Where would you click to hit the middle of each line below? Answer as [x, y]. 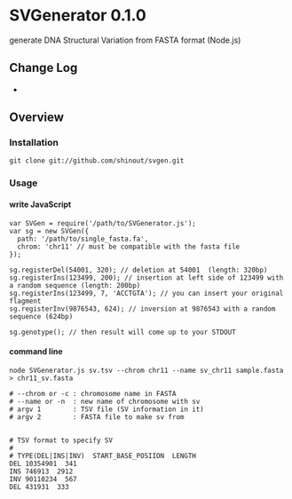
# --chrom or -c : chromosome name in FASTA [93, 393]
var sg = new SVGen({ [49, 231]
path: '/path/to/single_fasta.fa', [83, 239]
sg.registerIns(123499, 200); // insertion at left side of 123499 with [146, 277]
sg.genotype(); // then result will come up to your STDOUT [123, 332]
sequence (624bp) [41, 316]
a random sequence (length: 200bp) [75, 285]
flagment [25, 301]
